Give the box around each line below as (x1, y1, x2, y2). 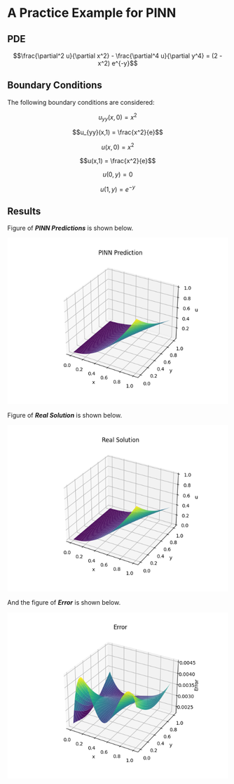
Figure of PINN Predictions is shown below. (7, 224, 134, 233)
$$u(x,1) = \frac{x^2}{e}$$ (79, 156, 156, 165)
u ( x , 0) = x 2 (101, 142, 135, 151)
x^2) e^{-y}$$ (97, 59, 138, 68)
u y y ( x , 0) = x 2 (98, 111, 137, 123)
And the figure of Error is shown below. (7, 598, 121, 607)
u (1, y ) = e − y (100, 184, 135, 193)
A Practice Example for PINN (7, 5, 177, 21)
